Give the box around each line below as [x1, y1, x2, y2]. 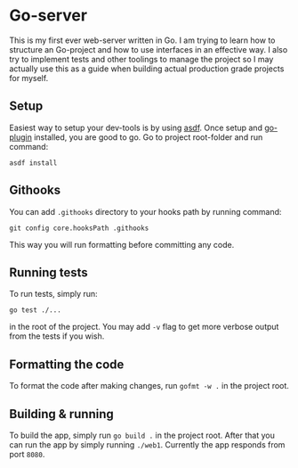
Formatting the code [9, 357, 125, 372]
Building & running [9, 406, 114, 422]
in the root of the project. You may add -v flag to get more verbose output [9, 322, 279, 333]
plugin [9, 131, 33, 143]
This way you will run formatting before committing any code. [9, 239, 235, 250]
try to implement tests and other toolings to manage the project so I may [9, 53, 274, 64]
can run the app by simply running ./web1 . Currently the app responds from [9, 439, 286, 450]
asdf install [9, 158, 58, 168]
